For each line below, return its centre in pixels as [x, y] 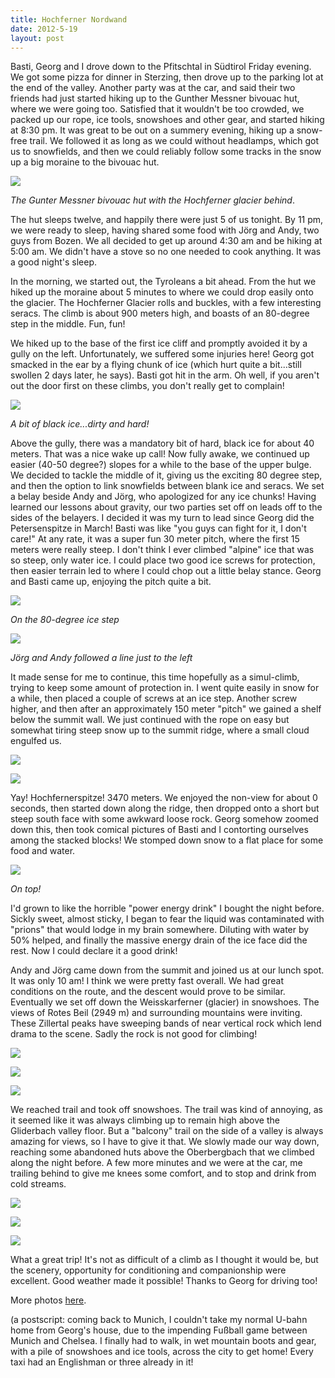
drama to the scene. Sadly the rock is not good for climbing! [134, 1034]
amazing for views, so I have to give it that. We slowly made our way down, [165, 1142]
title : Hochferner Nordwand [69, 19]
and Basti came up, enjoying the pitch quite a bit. [111, 582]
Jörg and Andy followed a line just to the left [101, 658]
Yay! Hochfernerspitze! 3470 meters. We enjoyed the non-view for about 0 [164, 798]
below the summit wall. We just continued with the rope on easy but [150, 720]
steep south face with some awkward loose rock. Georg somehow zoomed [164, 819]
